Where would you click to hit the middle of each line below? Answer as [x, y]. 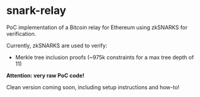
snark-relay [36, 11]
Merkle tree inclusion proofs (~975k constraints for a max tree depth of [104, 57]
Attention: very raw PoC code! [45, 75]
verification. [21, 33]
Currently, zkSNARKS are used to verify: [57, 45]
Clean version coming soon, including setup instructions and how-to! [93, 87]
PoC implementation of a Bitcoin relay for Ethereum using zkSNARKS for [97, 27]
